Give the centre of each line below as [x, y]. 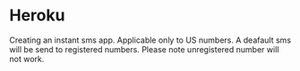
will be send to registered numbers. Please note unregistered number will [144, 49]
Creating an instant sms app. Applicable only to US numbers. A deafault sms [150, 40]
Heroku [37, 16]
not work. [27, 59]
